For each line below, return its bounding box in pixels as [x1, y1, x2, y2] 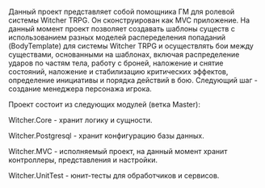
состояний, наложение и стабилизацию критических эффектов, [8, 67, 229, 76]
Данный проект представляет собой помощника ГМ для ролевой [8, 7, 235, 16]
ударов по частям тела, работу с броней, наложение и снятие [8, 58, 224, 68]
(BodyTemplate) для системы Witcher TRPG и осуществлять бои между [8, 41, 254, 51]
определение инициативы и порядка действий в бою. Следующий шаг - [8, 76, 259, 85]
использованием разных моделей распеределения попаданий [8, 32, 226, 42]
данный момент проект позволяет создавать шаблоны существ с [8, 24, 236, 33]
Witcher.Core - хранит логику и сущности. [8, 115, 153, 124]
